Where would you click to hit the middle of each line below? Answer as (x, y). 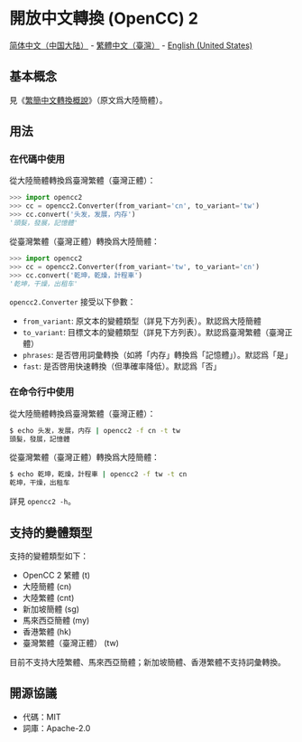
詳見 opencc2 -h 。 (43, 502)
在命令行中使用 (42, 392)
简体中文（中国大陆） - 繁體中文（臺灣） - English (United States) (131, 45)
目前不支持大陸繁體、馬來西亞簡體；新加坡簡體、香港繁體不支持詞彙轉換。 (147, 662)
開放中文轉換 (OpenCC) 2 (104, 19)
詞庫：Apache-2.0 (56, 728)
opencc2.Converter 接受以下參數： (73, 302)
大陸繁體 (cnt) (48, 598)
